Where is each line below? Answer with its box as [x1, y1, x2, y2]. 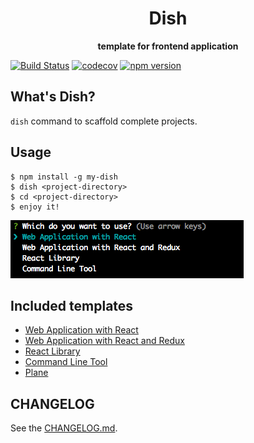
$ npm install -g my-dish [10, 172, 118, 182]
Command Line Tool [24, 356, 108, 368]
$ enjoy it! [10, 202, 60, 212]
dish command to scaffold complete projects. [10, 115, 198, 127]
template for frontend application [97, 40, 239, 52]
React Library [24, 345, 81, 357]
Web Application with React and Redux [24, 335, 185, 347]
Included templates [10, 297, 134, 314]
